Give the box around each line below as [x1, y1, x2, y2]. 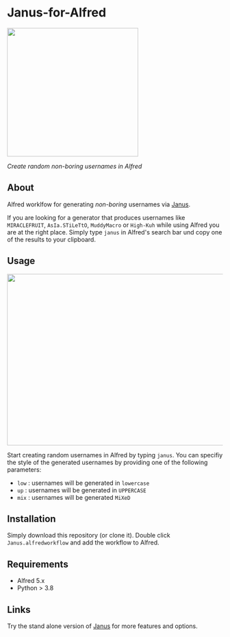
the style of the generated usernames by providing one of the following [7, 458, 208, 466]
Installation [7, 513, 56, 525]
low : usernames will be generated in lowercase [16, 479, 150, 487]
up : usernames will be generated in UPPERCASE [16, 485, 146, 494]
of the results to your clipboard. [7, 235, 96, 243]
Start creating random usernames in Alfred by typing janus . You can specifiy [7, 450, 223, 459]
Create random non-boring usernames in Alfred [7, 162, 142, 170]
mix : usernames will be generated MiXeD [16, 493, 131, 501]
